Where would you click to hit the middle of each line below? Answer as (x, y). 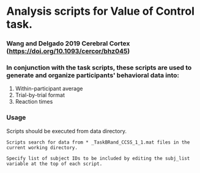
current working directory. (42, 148)
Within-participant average (49, 89)
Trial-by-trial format (40, 95)
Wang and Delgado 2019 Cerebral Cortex (68, 44)
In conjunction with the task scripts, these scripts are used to (99, 67)
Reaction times (34, 102)
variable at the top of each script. (54, 164)
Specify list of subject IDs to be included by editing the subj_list (98, 158)
